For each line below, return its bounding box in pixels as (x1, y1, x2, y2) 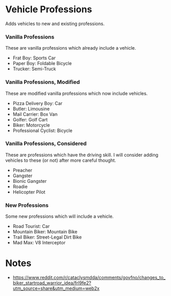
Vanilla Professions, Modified (5, 78, 80, 86)
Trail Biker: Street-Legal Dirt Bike (12, 234, 82, 240)
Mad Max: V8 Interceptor (12, 240, 66, 246)
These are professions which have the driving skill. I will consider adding (5, 152, 159, 158)
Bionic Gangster (12, 178, 47, 184)
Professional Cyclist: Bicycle (12, 127, 73, 134)
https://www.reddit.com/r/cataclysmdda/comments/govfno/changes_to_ (12, 274, 166, 281)
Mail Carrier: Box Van (12, 111, 58, 117)
